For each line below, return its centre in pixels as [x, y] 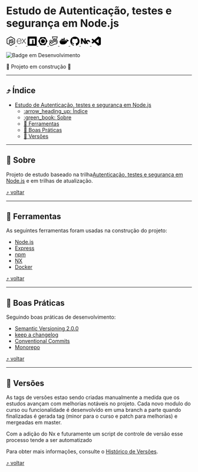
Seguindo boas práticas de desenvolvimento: [61, 317]
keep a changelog [37, 335]
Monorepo [27, 347]
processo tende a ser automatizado [49, 440]
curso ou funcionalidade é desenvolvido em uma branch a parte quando [94, 410]
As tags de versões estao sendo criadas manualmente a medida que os [93, 397]
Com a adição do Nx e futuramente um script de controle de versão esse [95, 434]
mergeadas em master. [34, 422]
